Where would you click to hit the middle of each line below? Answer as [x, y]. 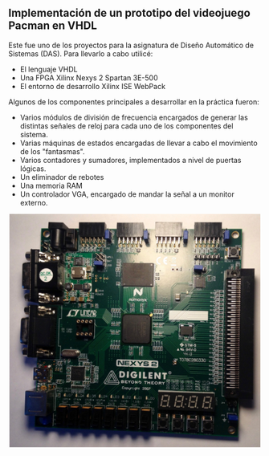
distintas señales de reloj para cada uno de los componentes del [126, 126]
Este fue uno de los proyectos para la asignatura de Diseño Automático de [131, 45]
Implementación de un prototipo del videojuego [129, 13]
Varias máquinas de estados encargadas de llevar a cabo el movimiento [139, 143]
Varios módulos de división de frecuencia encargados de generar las [134, 117]
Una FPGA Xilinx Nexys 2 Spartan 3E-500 [89, 77]
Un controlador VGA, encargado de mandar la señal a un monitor [127, 194]
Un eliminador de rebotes [62, 177]
